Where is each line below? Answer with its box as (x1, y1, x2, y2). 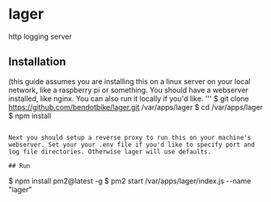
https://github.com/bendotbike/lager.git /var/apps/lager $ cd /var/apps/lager (8, 102, 263, 112)
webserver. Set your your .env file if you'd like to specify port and (8, 141, 255, 149)
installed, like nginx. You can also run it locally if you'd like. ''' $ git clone (8, 94, 249, 103)
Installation (8, 55, 66, 69)
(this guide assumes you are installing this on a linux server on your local (8, 76, 251, 86)
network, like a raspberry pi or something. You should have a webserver (8, 85, 249, 95)
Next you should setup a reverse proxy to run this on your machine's (8, 133, 252, 141)
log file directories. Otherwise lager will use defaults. (8, 147, 212, 156)
